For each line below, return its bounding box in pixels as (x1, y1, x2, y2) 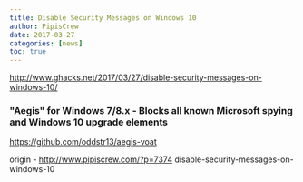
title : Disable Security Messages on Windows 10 (9, 13, 197, 23)
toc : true (9, 47, 47, 56)
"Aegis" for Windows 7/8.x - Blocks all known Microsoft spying (9, 105, 293, 117)
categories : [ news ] (9, 38, 83, 48)
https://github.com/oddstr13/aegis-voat (9, 136, 157, 147)
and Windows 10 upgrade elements (9, 116, 169, 128)
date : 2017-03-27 (9, 30, 75, 39)
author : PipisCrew (9, 22, 79, 31)
